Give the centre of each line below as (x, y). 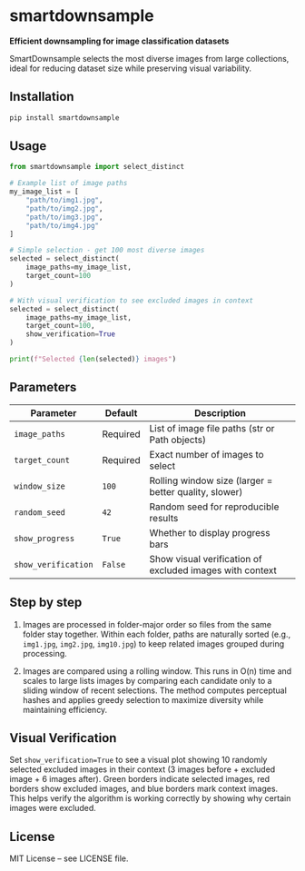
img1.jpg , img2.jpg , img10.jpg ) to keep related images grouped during (153, 643)
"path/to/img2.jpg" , (64, 208)
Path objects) (178, 440)
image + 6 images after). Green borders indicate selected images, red (140, 779)
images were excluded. (53, 808)
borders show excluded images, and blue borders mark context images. (144, 789)
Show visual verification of (206, 559)
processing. (45, 653)
